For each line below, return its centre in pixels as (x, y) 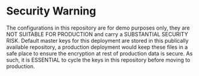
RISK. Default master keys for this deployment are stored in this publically (97, 40)
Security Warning (51, 11)
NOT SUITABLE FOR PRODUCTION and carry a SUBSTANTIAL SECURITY (97, 34)
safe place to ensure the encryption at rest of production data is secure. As (99, 53)
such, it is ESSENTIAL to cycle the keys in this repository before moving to (98, 60)
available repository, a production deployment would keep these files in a (97, 47)
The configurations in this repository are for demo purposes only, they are (98, 28)
